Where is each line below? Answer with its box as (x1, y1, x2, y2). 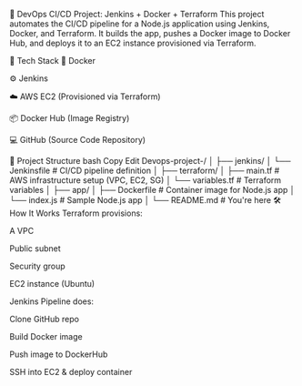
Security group (9, 260, 65, 271)
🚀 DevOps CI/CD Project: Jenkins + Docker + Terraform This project (9, 9, 265, 19)
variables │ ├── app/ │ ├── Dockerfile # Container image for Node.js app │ (9, 185, 296, 195)
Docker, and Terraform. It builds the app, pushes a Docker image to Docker (9, 28, 291, 38)
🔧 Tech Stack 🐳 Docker (9, 56, 96, 66)
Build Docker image (9, 331, 84, 341)
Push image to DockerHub (9, 349, 108, 360)
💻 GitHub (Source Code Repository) (9, 135, 146, 145)
